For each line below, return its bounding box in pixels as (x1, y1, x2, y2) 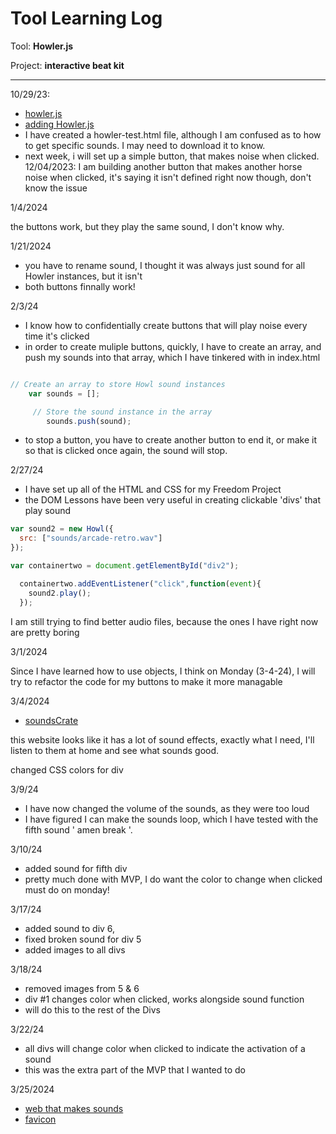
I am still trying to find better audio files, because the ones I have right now (10, 615, 319, 627)
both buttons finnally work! (24, 280, 136, 292)
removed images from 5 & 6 (24, 982, 140, 994)
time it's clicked (24, 330, 90, 342)
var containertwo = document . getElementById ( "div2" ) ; (10, 561, 240, 571)
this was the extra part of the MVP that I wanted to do (24, 1063, 247, 1076)
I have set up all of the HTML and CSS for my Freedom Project (24, 483, 282, 496)
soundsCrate (24, 714, 79, 726)
